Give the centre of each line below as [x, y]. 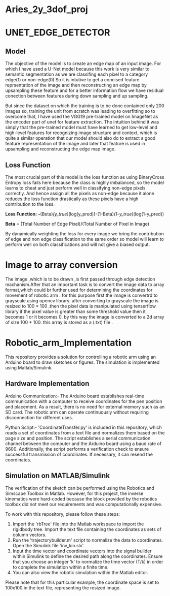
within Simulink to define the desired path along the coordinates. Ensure [88, 556]
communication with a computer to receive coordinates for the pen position [84, 401]
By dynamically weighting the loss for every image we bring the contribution [85, 234]
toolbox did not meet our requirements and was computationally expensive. [84, 504]
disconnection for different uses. [39, 417]
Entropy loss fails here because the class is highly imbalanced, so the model [85, 182]
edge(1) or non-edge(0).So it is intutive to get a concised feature [72, 80]
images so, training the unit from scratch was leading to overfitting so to [80, 111]
